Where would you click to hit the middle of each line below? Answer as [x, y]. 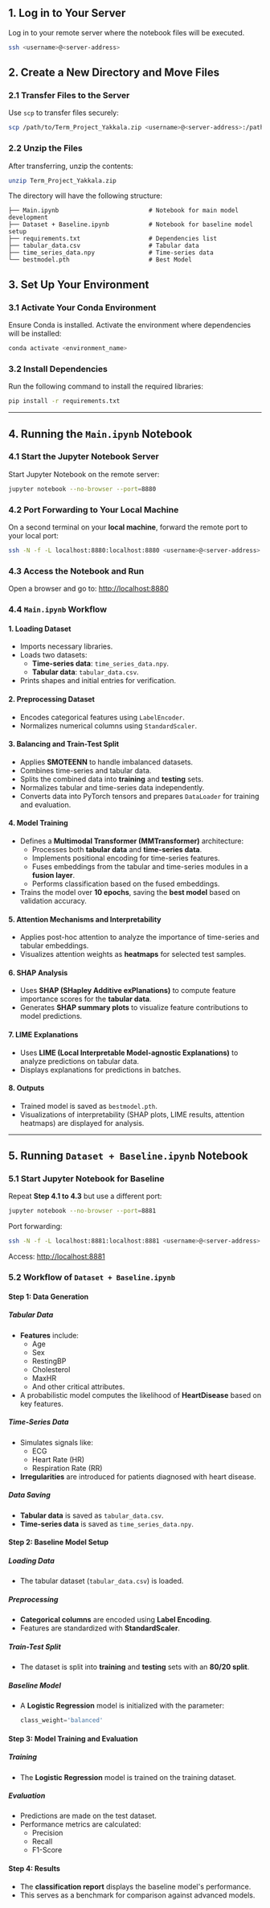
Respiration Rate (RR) [67, 1468]
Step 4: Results [34, 1869]
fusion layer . [53, 875]
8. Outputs [27, 1088]
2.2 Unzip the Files [45, 148]
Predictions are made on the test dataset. [88, 1816]
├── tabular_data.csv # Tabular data [104, 246]
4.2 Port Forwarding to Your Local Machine [94, 509]
